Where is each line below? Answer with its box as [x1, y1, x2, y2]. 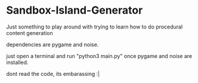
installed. [6, 59, 29, 66]
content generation [6, 29, 54, 36]
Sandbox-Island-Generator [6, 4, 143, 17]
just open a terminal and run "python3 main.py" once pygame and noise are [6, 52, 193, 59]
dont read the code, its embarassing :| [6, 70, 100, 77]
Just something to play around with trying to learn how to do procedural [6, 23, 183, 30]
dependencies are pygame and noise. [6, 41, 99, 48]
